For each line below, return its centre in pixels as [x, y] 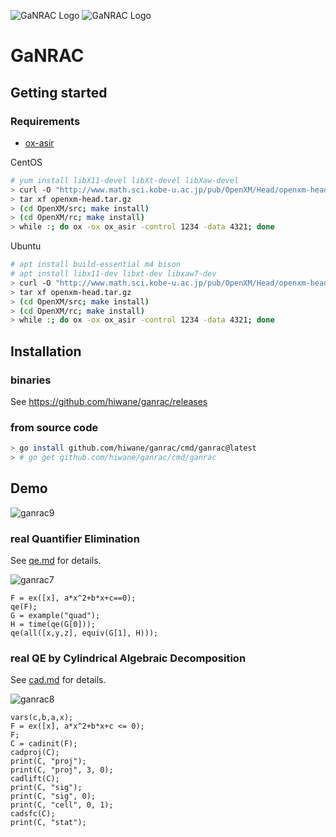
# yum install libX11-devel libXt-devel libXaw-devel [125, 180]
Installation [46, 351]
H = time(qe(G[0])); [53, 625]
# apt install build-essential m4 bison [96, 265]
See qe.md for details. [56, 561]
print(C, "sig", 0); [53, 796]
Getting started [59, 92]
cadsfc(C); [33, 814]
